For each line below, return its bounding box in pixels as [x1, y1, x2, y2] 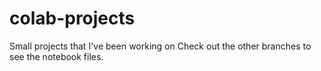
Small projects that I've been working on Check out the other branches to [9, 40, 312, 52]
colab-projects [9, 7, 136, 30]
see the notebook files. [9, 50, 104, 62]
